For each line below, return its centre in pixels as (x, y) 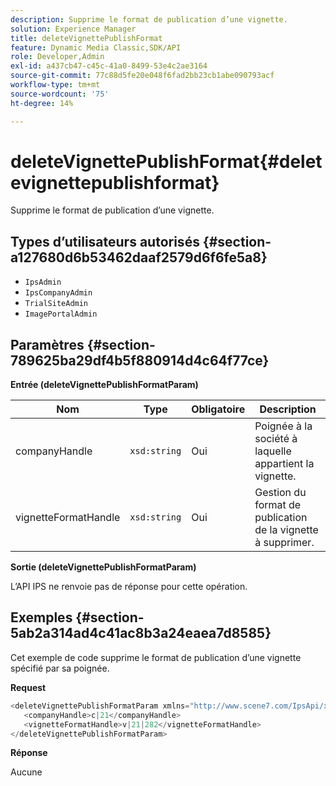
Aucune (26, 772)
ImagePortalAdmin (61, 314)
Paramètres (47, 344)
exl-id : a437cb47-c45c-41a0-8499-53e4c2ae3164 (109, 66)
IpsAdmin (43, 282)
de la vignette (286, 530)
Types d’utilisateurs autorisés (105, 241)
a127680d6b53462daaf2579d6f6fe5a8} (139, 257)
